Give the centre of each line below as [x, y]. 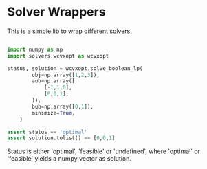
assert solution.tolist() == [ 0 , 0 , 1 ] [61, 138]
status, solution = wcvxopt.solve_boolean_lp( [75, 68]
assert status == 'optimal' [47, 132]
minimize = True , [54, 113]
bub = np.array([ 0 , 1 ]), [63, 106]
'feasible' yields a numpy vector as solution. [69, 159]
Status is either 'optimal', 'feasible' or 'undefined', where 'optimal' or [104, 151]
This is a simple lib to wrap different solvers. [70, 31]
